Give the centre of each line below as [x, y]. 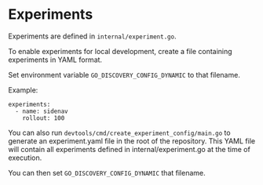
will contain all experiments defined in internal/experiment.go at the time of [130, 149]
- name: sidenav [42, 111]
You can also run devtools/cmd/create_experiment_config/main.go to [119, 132]
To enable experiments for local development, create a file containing [121, 51]
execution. [25, 158]
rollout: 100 [44, 118]
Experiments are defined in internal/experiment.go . [92, 36]
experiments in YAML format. [55, 60]
